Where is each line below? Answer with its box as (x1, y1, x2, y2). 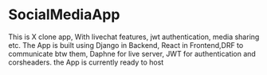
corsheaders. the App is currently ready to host (8, 57, 164, 67)
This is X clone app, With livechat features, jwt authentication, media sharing (8, 32, 260, 41)
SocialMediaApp (8, 6, 120, 24)
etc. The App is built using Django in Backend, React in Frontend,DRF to (8, 40, 244, 49)
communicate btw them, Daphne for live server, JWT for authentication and (8, 49, 257, 58)
